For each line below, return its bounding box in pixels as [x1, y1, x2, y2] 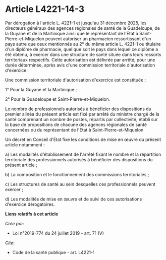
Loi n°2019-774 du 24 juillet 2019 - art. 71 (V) [12, 230, 104, 236]
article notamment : [5, 141, 45, 147]
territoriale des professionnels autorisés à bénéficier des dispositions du [5, 156, 153, 162]
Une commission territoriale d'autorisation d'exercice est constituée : [5, 77, 146, 83]
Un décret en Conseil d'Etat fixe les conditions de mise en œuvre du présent [5, 136, 161, 142]
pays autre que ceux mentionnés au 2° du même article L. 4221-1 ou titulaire [5, 41, 161, 47]
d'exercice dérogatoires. [5, 201, 55, 207]
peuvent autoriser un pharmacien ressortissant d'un [45, 36, 151, 42]
